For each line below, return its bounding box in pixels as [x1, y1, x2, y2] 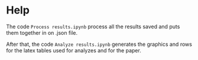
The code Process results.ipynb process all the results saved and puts [6, 23, 180, 30]
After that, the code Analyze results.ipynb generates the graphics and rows [6, 41, 192, 48]
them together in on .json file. [6, 29, 78, 36]
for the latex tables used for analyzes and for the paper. [6, 46, 142, 54]
